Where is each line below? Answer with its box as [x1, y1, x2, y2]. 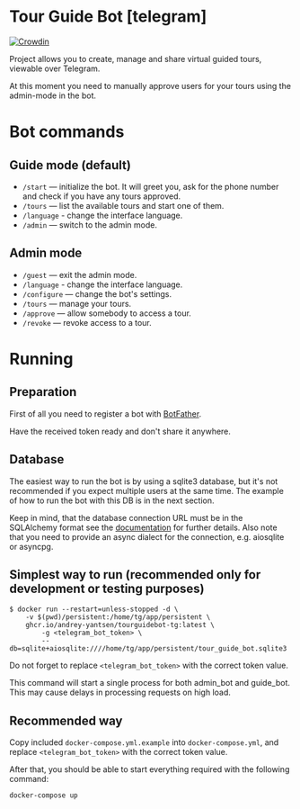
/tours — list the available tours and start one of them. [22, 200, 225, 211]
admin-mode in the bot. [9, 90, 97, 101]
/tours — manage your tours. [22, 298, 132, 309]
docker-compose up [9, 791, 78, 800]
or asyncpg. [9, 541, 54, 552]
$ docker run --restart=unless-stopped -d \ [9, 605, 179, 614]
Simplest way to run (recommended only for [9, 567, 261, 582]
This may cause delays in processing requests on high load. [9, 687, 232, 698]
